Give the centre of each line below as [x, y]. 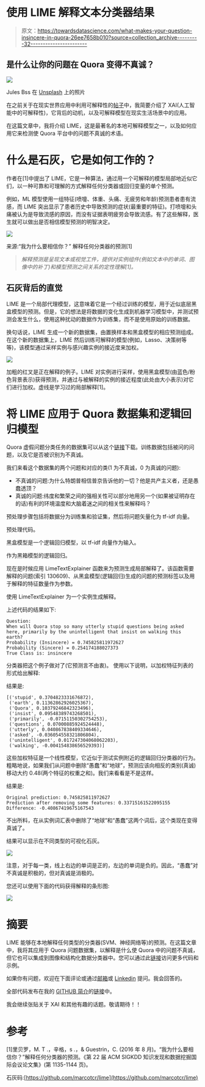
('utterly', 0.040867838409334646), [56, 730]
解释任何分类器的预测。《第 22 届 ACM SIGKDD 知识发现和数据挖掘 [108, 1057]
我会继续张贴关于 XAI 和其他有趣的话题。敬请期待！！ [74, 1005]
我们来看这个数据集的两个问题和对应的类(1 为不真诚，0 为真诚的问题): [94, 468]
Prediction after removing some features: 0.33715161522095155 [88, 803]
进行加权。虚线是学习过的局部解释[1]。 [60, 387]
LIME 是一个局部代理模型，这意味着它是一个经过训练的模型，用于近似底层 [99, 304]
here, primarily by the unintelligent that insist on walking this [94, 632]
